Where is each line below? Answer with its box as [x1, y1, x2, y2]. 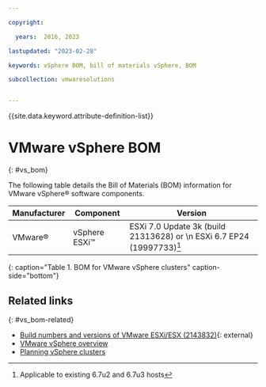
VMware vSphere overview [19, 339, 108, 348]
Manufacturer [12, 207, 66, 218]
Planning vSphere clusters [19, 347, 106, 357]
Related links [8, 294, 74, 307]
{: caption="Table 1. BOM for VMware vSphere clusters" [8, 263, 191, 272]
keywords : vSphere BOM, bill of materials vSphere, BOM [8, 61, 196, 70]
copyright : [8, 18, 44, 26]
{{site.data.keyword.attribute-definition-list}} [8, 112, 154, 121]
